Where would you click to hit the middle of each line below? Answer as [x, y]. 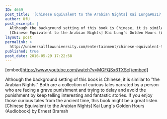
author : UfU [17, 19]
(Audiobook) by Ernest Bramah [37, 111]
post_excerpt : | [22, 24]
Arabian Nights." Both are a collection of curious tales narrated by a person [82, 85]
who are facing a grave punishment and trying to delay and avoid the [76, 90]
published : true [22, 51]
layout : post [19, 38]
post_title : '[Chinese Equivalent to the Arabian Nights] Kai [71, 14]
